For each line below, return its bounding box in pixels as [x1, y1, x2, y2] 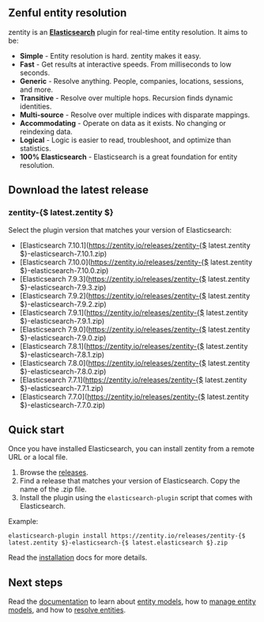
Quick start [8, 423, 65, 436]
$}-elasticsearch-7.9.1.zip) [19, 316, 105, 325]
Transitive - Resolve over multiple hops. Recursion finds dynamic [19, 93, 233, 102]
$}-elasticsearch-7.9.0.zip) [19, 332, 107, 343]
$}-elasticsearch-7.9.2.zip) [19, 299, 107, 309]
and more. [19, 85, 54, 94]
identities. [19, 101, 52, 111]
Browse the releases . [19, 468, 89, 477]
